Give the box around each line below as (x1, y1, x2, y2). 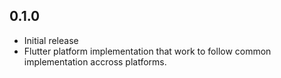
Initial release (23, 34, 79, 46)
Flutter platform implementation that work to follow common (23, 45, 272, 57)
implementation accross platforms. (23, 55, 167, 68)
